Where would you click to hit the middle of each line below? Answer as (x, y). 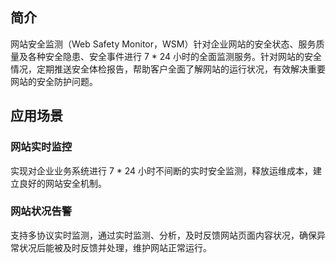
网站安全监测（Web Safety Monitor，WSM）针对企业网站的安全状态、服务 (163, 44)
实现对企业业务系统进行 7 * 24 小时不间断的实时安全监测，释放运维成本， (162, 170)
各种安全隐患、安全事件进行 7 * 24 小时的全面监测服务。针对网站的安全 (175, 56)
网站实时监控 (41, 147)
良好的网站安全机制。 (62, 183)
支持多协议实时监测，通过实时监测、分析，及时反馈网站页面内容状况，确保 (163, 235)
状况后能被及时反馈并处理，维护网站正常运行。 (115, 247)
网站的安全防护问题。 (54, 81)
